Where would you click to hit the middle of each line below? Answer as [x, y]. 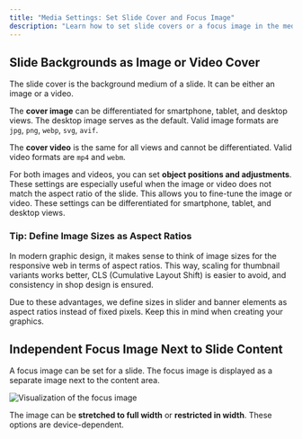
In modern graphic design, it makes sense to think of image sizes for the [143, 255]
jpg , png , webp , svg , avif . [54, 130]
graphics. [27, 321]
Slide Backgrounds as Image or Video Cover [135, 63]
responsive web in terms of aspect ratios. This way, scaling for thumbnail [145, 265]
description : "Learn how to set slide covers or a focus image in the [144, 26]
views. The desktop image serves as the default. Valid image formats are [144, 121]
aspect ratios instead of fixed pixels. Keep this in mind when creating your [146, 311]
